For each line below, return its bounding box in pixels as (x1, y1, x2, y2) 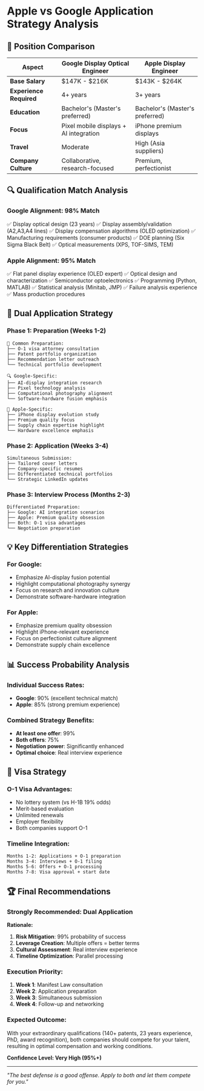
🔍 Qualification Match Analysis (7, 185, 128, 196)
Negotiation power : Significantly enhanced (15, 743, 124, 750)
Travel (10, 143, 29, 151)
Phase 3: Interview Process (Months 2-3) (7, 490, 131, 499)
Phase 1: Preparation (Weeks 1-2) (7, 327, 107, 335)
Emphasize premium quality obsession (15, 622, 113, 629)
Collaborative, (61, 156, 102, 165)
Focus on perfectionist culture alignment (15, 635, 117, 642)
